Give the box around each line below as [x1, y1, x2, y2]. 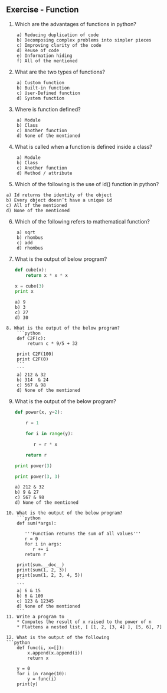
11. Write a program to [6, 614, 65, 620]
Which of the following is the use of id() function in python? [14, 180, 159, 187]
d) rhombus [17, 245, 44, 251]
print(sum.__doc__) [17, 562, 65, 568]
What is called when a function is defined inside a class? [14, 143, 152, 150]
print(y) [17, 681, 38, 687]
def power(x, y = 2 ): [14, 409, 63, 416]
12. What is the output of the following [6, 634, 110, 641]
